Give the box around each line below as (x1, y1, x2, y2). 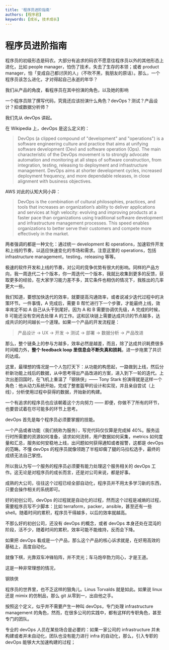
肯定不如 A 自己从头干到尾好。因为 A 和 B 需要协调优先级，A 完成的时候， (9, 306, 162, 312)
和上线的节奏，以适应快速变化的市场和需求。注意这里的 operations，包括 (5, 248, 157, 254)
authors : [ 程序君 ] (5, 12, 42, 17)
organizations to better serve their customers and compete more (17, 225, 152, 231)
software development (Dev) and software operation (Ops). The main (17, 146, 161, 152)
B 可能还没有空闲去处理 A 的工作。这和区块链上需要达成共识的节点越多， (5, 313, 156, 319)
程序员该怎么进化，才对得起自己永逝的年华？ (5, 76, 98, 83)
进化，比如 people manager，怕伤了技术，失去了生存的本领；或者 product (5, 64, 159, 70)
